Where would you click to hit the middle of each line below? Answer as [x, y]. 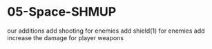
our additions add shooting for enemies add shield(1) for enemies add [106, 31]
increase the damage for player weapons [66, 37]
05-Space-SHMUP [62, 12]
